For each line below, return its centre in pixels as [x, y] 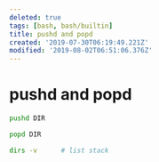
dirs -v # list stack [59, 150]
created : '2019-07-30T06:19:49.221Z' [79, 42]
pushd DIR [28, 118]
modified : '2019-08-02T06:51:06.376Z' [81, 51]
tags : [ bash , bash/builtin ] [61, 26]
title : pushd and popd [51, 34]
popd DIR [25, 134]
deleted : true [36, 17]
